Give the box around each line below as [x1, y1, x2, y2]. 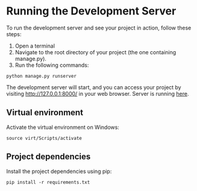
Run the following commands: [14, 61, 89, 69]
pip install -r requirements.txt [6, 179, 90, 185]
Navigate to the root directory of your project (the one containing [14, 48, 177, 55]
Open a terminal [14, 42, 55, 49]
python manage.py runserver [6, 73, 77, 79]
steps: [6, 30, 22, 37]
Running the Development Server [6, 4, 177, 18]
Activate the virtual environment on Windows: [6, 124, 119, 131]
